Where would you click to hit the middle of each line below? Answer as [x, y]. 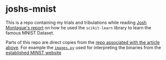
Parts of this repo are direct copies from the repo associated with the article [83, 42]
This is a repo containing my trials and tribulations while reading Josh [76, 22]
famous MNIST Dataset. [30, 33]
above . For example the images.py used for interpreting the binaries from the [83, 47]
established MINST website [33, 53]
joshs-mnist [31, 9]
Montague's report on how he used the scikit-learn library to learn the [79, 27]
